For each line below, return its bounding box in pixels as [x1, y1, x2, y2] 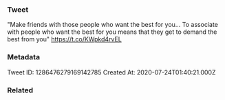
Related [7, 85, 34, 94]
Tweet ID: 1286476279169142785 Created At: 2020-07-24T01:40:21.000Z [7, 68, 216, 77]
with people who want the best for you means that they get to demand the [7, 28, 217, 36]
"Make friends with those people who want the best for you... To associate [7, 21, 219, 29]
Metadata [7, 52, 40, 62]
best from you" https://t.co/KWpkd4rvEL [7, 35, 122, 43]
